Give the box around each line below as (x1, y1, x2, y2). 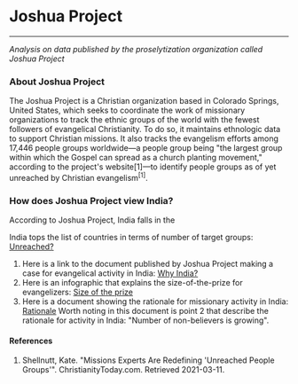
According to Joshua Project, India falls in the (9, 215, 176, 225)
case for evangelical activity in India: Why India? (21, 268, 199, 278)
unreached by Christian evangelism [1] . (9, 171, 148, 183)
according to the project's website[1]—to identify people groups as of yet (9, 161, 277, 172)
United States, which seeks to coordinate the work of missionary (9, 105, 246, 116)
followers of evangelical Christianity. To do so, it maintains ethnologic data (9, 124, 281, 135)
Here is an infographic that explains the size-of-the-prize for (21, 278, 243, 288)
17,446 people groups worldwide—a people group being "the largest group (9, 143, 283, 153)
